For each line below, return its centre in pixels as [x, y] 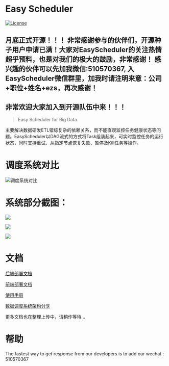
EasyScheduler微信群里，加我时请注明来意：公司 [84, 79]
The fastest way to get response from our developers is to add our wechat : [85, 354]
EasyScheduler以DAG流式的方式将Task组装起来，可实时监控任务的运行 [89, 137]
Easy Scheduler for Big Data [47, 120]
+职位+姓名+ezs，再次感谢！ [52, 88]
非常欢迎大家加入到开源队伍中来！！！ [66, 107]
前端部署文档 [19, 284]
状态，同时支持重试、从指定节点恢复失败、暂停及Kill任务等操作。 [73, 143]
